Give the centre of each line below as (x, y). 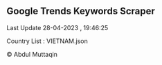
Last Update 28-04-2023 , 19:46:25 (57, 27)
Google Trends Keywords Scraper (81, 11)
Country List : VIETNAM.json (47, 41)
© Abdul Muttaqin (32, 54)
